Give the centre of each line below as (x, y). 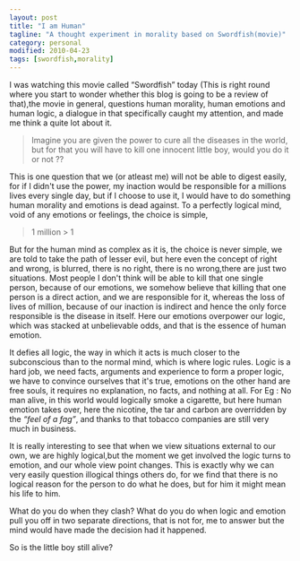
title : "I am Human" (48, 26)
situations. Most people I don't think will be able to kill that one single (137, 278)
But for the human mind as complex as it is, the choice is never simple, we (146, 249)
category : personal (46, 43)
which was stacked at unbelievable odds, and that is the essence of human (148, 325)
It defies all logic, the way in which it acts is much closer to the (124, 352)
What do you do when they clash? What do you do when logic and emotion (148, 511)
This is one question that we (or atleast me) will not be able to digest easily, (148, 177)
